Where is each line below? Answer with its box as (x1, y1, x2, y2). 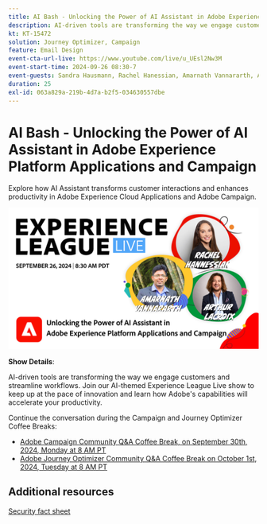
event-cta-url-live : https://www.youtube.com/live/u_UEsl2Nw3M (8, 55, 222, 63)
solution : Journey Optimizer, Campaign (8, 38, 141, 46)
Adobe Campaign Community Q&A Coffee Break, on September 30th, (19, 437, 248, 446)
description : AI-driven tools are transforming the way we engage (8, 21, 233, 29)
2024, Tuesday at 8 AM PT (19, 462, 108, 472)
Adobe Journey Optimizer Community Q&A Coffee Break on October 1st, (19, 453, 257, 463)
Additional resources (8, 485, 114, 499)
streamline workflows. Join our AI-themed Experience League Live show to (8, 380, 254, 390)
